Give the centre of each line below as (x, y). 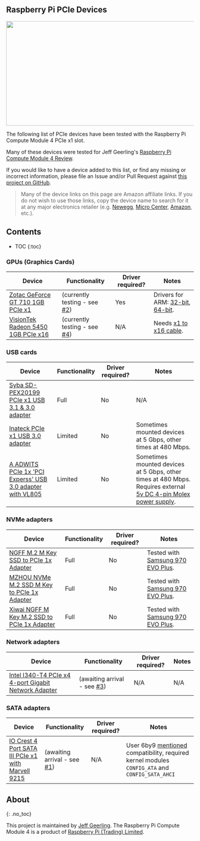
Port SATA (23, 748)
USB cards (22, 352)
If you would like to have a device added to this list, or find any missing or (96, 170)
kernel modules (148, 760)
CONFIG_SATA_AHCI (151, 775)
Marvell (20, 771)
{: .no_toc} (19, 814)
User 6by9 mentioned (157, 745)
